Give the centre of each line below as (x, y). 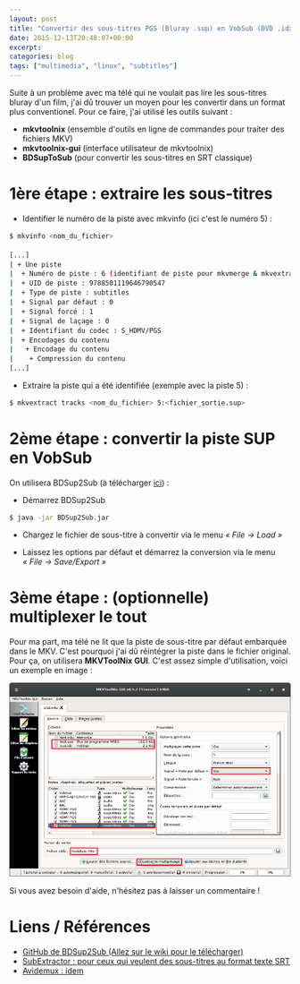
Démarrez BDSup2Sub (63, 500)
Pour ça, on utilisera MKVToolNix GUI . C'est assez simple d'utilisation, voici (149, 660)
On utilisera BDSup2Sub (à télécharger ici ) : (89, 483)
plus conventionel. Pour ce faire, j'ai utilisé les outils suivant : (121, 111)
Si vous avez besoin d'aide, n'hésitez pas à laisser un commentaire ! (135, 890)
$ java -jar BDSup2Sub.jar (59, 518)
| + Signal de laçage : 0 (59, 321)
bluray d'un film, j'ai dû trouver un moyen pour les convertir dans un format (147, 102)
